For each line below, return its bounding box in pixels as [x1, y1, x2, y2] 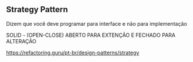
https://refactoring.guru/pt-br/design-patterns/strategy [6, 49, 139, 56]
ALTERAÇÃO [6, 37, 36, 44]
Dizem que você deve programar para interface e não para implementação [6, 20, 187, 27]
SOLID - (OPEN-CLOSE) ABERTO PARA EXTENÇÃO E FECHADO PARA [6, 32, 176, 39]
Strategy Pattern [6, 5, 68, 15]
